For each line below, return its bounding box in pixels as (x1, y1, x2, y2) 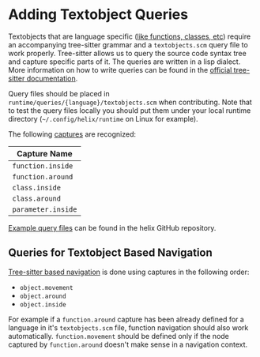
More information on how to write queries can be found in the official (8, 65, 232, 74)
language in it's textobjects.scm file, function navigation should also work (8, 322, 249, 333)
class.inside (12, 183, 62, 192)
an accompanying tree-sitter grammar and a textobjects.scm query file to (8, 39, 249, 49)
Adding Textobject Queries (8, 6, 188, 24)
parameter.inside (12, 205, 77, 214)
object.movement (19, 284, 73, 291)
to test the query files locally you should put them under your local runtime (8, 105, 251, 115)
